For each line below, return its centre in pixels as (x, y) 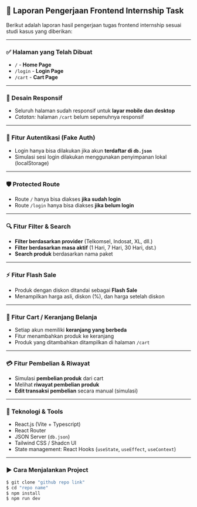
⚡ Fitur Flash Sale (31, 275)
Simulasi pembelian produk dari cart (59, 378)
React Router (30, 431)
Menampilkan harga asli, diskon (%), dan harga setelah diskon (90, 296)
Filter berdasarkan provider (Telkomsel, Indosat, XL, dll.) (84, 241)
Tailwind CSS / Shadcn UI (45, 443)
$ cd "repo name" (27, 488)
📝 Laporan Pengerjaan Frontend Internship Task (95, 11)
